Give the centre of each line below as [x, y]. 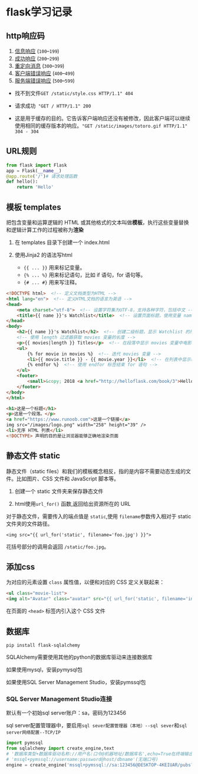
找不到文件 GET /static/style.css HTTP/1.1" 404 [74, 93]
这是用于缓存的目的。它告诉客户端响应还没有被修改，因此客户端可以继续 [102, 118]
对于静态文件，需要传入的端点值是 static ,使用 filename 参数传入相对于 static [99, 516]
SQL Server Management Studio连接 [59, 699]
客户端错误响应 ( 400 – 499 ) [44, 73]
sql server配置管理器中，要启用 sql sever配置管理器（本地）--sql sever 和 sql [97, 726]
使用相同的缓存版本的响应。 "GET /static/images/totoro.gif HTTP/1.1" [101, 126]
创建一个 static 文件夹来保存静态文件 [59, 491]
